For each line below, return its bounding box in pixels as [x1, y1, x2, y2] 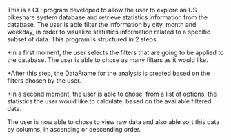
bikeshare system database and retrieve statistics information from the [7, 13, 208, 21]
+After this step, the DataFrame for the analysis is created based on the [7, 69, 210, 77]
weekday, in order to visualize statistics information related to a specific [7, 28, 211, 36]
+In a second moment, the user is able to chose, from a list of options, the [7, 90, 217, 98]
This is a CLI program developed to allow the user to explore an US [7, 6, 197, 14]
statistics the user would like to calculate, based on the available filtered [7, 97, 212, 106]
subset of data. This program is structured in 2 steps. [7, 35, 159, 43]
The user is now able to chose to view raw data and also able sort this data [7, 118, 220, 126]
